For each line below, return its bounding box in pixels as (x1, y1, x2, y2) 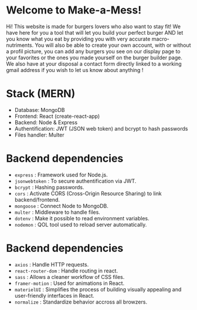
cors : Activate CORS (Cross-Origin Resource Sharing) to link (14, 190, 162, 197)
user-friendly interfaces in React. (14, 292, 95, 299)
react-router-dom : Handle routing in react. (14, 267, 118, 274)
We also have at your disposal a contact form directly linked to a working (6, 60, 182, 67)
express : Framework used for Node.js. (14, 171, 108, 178)
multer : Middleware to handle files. (14, 209, 101, 216)
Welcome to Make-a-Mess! (6, 4, 142, 17)
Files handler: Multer (14, 131, 64, 138)
